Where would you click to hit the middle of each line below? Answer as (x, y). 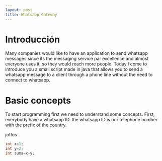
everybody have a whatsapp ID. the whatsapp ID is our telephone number (81, 120)
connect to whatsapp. (28, 80)
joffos (11, 135)
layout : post (19, 10)
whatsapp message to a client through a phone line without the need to (79, 75)
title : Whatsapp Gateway (31, 15)
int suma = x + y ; (20, 153)
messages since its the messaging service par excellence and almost (77, 59)
